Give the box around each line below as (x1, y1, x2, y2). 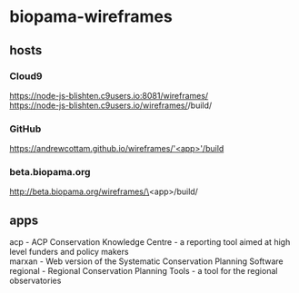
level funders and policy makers (9, 247, 129, 258)
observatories (9, 275, 62, 287)
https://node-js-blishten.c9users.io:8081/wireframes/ (9, 90, 209, 101)
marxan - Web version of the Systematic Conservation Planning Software (9, 256, 284, 267)
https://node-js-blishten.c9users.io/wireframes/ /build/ (9, 100, 213, 111)
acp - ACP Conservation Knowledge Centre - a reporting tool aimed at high (9, 237, 291, 248)
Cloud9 (9, 70, 43, 83)
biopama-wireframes (9, 6, 173, 27)
